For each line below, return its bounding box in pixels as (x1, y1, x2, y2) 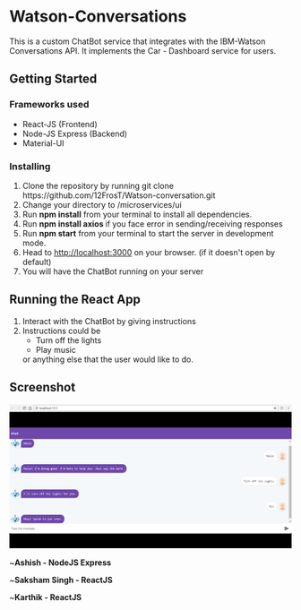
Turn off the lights (35, 334, 102, 346)
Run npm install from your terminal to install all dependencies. (21, 209, 253, 219)
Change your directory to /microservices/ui (21, 199, 182, 210)
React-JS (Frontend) (21, 118, 99, 129)
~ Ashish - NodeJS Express (9, 557, 112, 568)
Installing (9, 159, 51, 172)
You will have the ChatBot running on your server (21, 266, 204, 277)
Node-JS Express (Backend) (21, 128, 128, 139)
